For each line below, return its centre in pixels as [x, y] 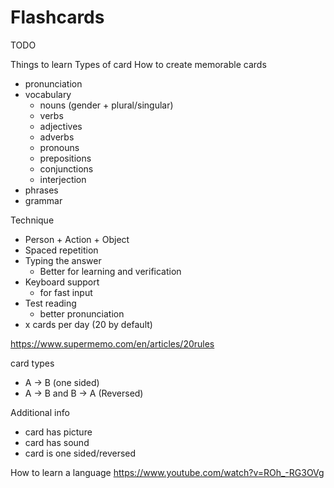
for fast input [66, 292]
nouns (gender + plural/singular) [106, 105]
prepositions [65, 158]
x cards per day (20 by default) [88, 324]
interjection [63, 179]
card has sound [57, 442]
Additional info [40, 412]
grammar [43, 200]
